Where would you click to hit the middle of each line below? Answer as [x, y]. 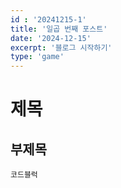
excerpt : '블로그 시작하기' [61, 47]
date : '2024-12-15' [51, 38]
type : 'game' [37, 57]
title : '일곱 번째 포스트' [59, 29]
